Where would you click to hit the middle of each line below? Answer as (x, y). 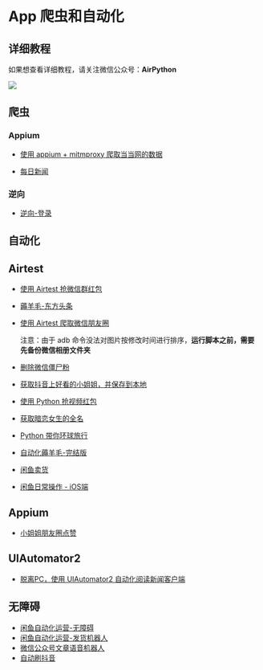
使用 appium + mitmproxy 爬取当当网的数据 (91, 154)
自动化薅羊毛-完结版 (53, 453)
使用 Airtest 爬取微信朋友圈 (65, 323)
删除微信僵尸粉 (45, 367)
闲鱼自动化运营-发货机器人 (64, 637)
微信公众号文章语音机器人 (62, 648)
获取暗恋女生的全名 (52, 419)
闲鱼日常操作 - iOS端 (54, 487)
